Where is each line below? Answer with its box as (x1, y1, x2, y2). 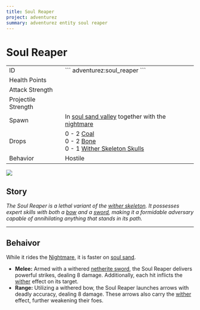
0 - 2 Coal (64, 129, 95, 138)
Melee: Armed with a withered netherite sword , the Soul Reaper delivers (14, 265, 192, 272)
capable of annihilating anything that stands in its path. (6, 215, 143, 222)
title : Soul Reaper (6, 8, 55, 15)
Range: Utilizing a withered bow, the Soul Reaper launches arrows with (14, 284, 189, 291)
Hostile (64, 154, 85, 163)
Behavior (9, 154, 35, 163)
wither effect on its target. (14, 278, 79, 285)
